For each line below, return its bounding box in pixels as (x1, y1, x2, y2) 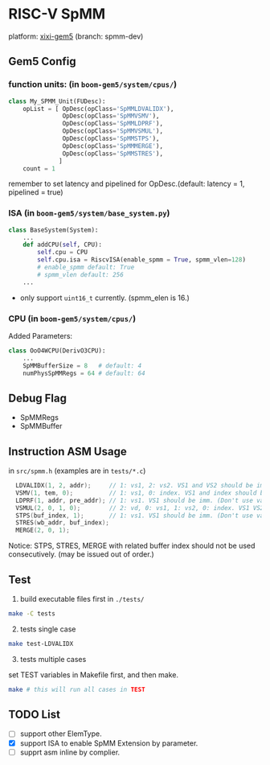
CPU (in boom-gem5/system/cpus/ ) (8, 313, 137, 324)
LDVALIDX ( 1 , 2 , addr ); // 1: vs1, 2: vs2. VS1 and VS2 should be (15, 482, 253, 490)
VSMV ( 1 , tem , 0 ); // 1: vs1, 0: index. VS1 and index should (15, 488, 257, 497)
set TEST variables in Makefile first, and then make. (8, 669, 179, 680)
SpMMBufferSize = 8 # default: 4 (22, 361, 142, 370)
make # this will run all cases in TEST (8, 685, 146, 693)
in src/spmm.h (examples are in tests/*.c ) (8, 466, 146, 475)
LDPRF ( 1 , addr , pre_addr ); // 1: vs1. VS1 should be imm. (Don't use (15, 496, 253, 504)
